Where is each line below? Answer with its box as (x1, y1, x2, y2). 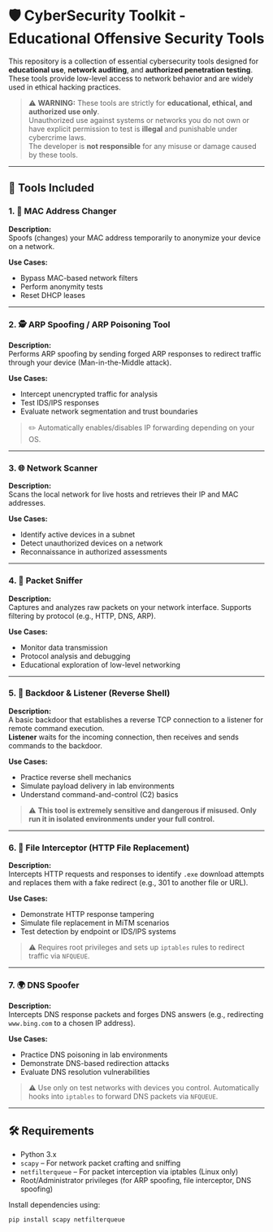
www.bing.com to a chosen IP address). (8, 1019, 136, 1028)
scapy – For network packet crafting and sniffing (19, 1158, 181, 1168)
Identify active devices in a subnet (19, 530, 136, 540)
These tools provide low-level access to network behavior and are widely (8, 73, 253, 83)
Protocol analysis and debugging (19, 651, 131, 660)
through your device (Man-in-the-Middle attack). (8, 357, 172, 367)
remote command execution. (8, 723, 105, 733)
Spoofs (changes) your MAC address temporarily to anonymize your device (8, 233, 262, 243)
